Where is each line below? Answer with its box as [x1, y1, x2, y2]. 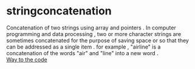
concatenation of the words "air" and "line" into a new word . [6, 49, 159, 56]
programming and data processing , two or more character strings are [6, 30, 181, 37]
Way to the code [6, 56, 47, 63]
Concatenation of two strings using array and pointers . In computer [6, 24, 176, 31]
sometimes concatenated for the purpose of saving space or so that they [6, 37, 190, 44]
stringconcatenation [6, 4, 112, 18]
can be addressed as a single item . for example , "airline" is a [6, 43, 161, 50]
